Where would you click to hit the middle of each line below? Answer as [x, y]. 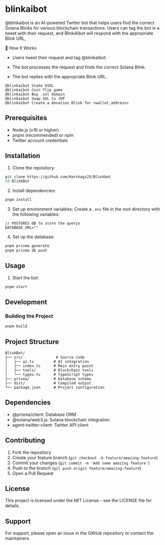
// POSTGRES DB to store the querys [43, 223]
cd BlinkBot [17, 181]
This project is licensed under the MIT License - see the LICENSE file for [78, 501]
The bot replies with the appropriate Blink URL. [60, 76]
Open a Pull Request [33, 473]
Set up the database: [33, 237]
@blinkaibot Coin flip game [34, 90]
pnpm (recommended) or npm [43, 135]
